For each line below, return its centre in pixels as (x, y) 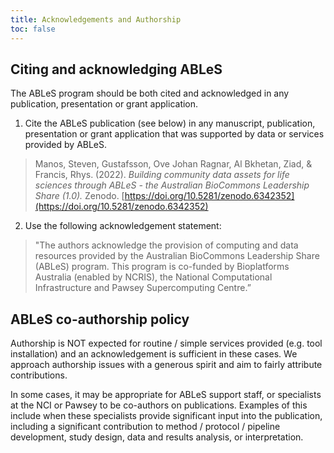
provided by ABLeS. (66, 145)
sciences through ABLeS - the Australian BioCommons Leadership (172, 185)
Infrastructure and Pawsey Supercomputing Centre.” (143, 288)
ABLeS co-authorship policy (100, 319)
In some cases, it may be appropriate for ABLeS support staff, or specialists (166, 395)
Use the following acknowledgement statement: (123, 226)
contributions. (39, 375)
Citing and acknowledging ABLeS (116, 69)
